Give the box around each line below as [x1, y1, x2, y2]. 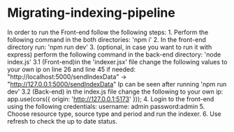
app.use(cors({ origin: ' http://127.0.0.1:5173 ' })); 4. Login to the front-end [7, 94, 214, 103]
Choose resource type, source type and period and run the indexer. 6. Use [7, 110, 221, 118]
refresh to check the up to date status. [7, 117, 117, 125]
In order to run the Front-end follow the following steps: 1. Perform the [7, 28, 209, 36]
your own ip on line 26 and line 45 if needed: [7, 65, 136, 73]
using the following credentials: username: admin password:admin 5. [7, 102, 205, 110]
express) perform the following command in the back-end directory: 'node [7, 50, 221, 59]
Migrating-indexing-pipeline [7, 5, 176, 21]
